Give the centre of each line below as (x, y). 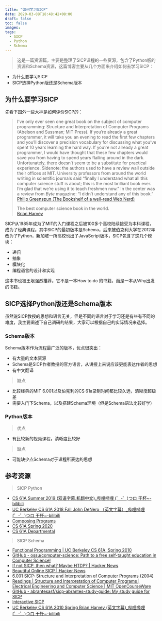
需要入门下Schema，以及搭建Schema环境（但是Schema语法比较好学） (83, 403)
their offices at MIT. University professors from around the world (81, 173)
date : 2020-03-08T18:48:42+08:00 (39, 14)
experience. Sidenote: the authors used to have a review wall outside (86, 168)
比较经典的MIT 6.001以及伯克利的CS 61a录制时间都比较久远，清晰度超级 (84, 391)
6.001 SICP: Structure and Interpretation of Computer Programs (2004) (83, 576)
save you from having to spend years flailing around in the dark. (81, 158)
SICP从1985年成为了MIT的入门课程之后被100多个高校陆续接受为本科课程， (80, 224)
